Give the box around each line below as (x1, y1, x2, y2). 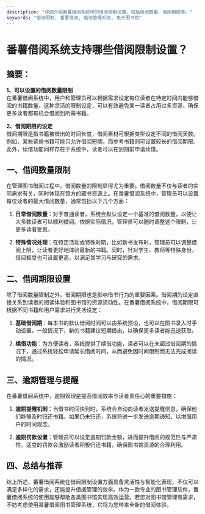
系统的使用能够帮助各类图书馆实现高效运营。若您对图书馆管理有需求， (22, 493, 199, 501)
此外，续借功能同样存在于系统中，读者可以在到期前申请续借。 (6, 145, 162, 153)
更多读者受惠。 (15, 226, 53, 233)
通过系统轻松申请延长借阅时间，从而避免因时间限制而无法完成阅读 (31, 348, 197, 355)
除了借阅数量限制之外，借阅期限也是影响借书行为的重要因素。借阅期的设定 (6, 291, 193, 298)
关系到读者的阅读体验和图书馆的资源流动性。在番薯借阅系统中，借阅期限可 (11, 299, 199, 306)
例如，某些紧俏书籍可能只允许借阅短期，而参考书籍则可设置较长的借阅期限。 (6, 138, 199, 145)
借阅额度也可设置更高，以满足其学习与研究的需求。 (15, 254, 144, 262)
